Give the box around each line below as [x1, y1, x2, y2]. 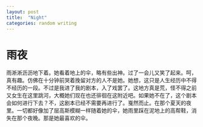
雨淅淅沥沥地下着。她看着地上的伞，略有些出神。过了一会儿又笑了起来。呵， [6, 69, 197, 76]
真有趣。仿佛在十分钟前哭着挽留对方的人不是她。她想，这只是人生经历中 [6, 77, 186, 84]
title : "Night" [6, 15, 47, 21]
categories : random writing [6, 20, 77, 26]
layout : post [6, 8, 39, 15]
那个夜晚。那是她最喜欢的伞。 [16, 114, 91, 122]
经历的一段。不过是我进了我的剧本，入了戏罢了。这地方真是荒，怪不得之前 [11, 84, 197, 91]
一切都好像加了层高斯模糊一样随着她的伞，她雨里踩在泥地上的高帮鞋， [16, 107, 192, 114]
